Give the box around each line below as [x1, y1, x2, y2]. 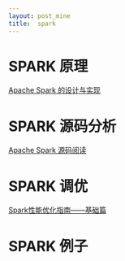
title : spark [8, 20, 57, 28]
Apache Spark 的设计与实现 [8, 85, 101, 95]
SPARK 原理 [8, 57, 88, 76]
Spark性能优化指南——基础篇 [8, 205, 107, 215]
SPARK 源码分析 [8, 117, 117, 135]
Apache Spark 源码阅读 [8, 146, 87, 155]
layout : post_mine [8, 11, 71, 20]
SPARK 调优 [8, 176, 88, 195]
